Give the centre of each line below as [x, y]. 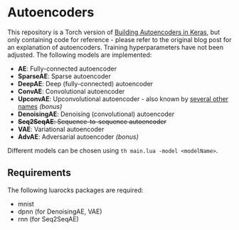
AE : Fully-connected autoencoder [67, 68]
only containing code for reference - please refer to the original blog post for [119, 39]
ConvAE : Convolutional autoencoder [71, 91]
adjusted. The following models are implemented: [80, 55]
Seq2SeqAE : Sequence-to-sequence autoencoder [92, 121]
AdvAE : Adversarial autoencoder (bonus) [78, 137]
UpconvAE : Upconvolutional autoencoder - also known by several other [123, 99]
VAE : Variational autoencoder [61, 129]
